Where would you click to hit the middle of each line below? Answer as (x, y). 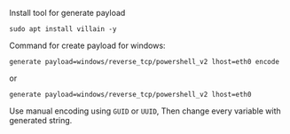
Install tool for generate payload (67, 13)
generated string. (41, 120)
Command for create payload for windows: (87, 45)
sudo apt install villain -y (63, 29)
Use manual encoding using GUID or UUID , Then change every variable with (145, 111)
